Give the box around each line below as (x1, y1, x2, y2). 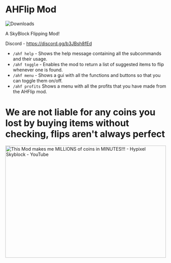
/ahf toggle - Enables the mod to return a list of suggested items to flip (12, 61, 164, 67)
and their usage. (12, 55, 48, 62)
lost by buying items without (5, 117, 129, 129)
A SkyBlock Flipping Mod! (5, 30, 60, 36)
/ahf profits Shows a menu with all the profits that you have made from (12, 83, 166, 89)
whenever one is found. (12, 67, 63, 73)
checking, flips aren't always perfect (5, 128, 165, 140)
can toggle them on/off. (12, 77, 63, 84)
